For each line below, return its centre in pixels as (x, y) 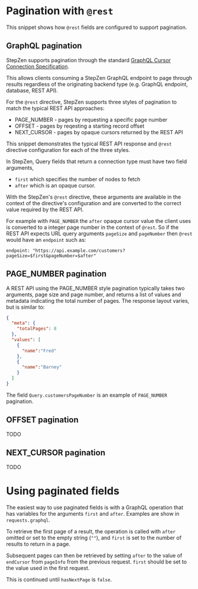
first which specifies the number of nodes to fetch (77, 179)
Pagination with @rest (60, 11)
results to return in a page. (38, 544)
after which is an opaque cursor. (55, 185)
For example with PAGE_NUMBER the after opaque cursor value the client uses (98, 221)
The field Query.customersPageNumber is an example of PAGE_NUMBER (87, 395)
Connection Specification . (38, 66)
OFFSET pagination (42, 420)
